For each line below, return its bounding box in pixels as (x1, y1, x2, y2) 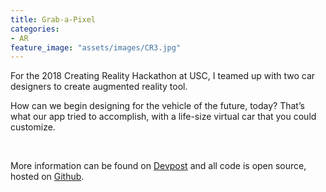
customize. (10, 121, 56, 133)
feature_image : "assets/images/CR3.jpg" (10, 42, 182, 53)
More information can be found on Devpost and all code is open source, (10, 160, 307, 172)
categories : (10, 24, 60, 34)
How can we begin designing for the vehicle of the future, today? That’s (10, 100, 305, 112)
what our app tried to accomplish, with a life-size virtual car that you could (10, 111, 317, 123)
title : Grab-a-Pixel (10, 14, 97, 25)
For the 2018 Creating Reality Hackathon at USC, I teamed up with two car (10, 70, 316, 82)
